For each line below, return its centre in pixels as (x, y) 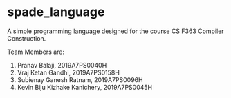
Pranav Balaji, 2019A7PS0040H (62, 65)
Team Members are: (36, 52)
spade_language (56, 12)
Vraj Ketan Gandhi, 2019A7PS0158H (68, 72)
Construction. (27, 38)
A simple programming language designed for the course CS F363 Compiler (115, 31)
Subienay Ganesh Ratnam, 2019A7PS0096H (80, 79)
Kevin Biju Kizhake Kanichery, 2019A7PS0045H (85, 87)
